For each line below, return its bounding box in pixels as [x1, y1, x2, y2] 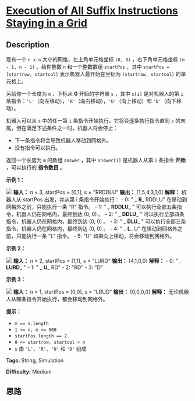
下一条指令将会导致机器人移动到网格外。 [14, 137, 112, 144]
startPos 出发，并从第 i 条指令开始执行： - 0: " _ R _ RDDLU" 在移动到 [22, 196, 187, 203]
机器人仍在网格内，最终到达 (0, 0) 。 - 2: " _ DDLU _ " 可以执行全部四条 [16, 211, 185, 217]
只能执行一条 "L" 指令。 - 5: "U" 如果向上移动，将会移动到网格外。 [16, 232, 175, 239]
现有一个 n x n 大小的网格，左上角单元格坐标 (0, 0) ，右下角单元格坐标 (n [6, 56, 185, 62]
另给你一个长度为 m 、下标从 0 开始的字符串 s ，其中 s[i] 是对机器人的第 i [6, 90, 184, 97]
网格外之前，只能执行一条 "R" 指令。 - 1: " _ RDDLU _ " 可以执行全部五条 [6, 203, 178, 210]
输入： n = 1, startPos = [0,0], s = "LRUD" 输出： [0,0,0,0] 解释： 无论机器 [13, 288, 189, 295]
